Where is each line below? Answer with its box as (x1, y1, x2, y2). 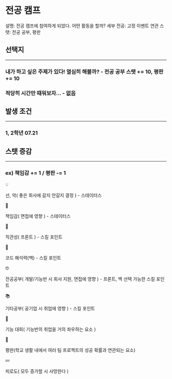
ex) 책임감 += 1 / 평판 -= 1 (5, 170, 66, 177)
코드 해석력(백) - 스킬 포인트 (5, 255, 61, 261)
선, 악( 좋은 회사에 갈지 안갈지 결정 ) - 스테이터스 (5, 192, 102, 198)
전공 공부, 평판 (12, 29, 41, 35)
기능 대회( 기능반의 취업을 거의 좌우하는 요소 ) (5, 326, 96, 332)
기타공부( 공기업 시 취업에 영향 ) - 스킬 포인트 (5, 306, 95, 312)
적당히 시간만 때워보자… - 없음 (5, 89, 76, 96)
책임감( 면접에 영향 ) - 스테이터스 (5, 213, 71, 220)
